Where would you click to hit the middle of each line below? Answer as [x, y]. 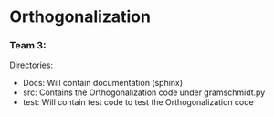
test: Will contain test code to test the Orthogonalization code [138, 102]
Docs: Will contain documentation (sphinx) [103, 83]
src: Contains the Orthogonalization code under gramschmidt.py [144, 92]
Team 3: [28, 46]
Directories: [31, 65]
